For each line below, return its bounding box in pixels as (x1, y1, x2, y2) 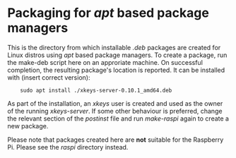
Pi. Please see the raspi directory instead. (7, 142, 129, 151)
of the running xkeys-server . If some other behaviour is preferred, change (7, 107, 223, 115)
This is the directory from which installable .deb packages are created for (7, 43, 221, 51)
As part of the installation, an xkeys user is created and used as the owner (7, 99, 223, 107)
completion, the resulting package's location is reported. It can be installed (7, 66, 225, 74)
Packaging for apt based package (7, 5, 210, 21)
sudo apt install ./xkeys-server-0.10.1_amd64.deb (20, 87, 172, 94)
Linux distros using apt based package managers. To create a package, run (7, 51, 228, 59)
